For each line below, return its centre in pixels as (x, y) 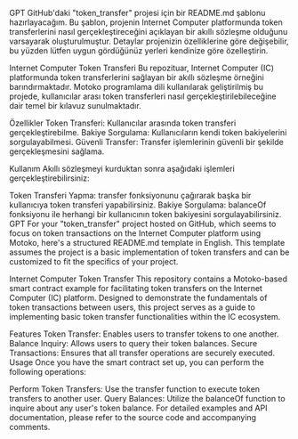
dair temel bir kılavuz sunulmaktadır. (75, 106)
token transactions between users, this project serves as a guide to (133, 307)
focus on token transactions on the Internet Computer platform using (135, 233)
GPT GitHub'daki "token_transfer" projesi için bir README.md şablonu (137, 13)
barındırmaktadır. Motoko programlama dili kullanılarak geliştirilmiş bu (137, 87)
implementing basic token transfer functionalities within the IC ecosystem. (145, 317)
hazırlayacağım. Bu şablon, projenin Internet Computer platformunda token (146, 22)
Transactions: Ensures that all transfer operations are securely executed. (142, 353)
